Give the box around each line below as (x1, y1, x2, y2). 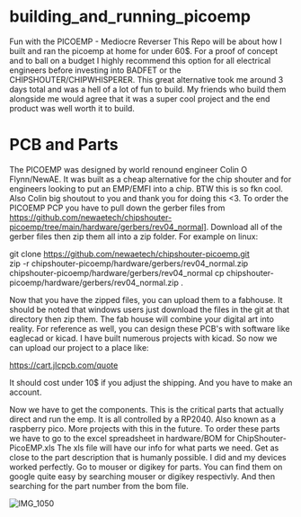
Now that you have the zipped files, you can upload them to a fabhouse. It (9, 294, 283, 305)
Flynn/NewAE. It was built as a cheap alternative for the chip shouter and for (9, 174, 292, 184)
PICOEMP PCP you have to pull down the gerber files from (9, 202, 226, 213)
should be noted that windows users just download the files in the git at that (9, 304, 290, 315)
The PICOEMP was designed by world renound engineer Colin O (9, 164, 248, 174)
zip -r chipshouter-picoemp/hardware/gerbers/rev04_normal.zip (9, 258, 249, 269)
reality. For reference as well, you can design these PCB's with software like (9, 323, 290, 334)
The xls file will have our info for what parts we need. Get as (57, 442, 279, 453)
